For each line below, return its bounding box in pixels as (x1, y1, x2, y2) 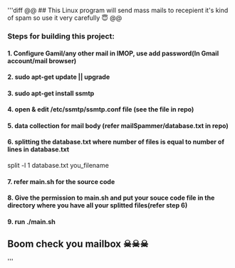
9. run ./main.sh (7, 217, 56, 226)
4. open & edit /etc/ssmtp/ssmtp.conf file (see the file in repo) (7, 105, 194, 114)
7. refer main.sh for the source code (7, 177, 115, 186)
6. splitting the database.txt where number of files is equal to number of (7, 138, 225, 146)
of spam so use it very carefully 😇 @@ (7, 14, 122, 22)
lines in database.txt (7, 145, 70, 154)
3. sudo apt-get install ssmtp (7, 89, 95, 97)
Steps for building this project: (7, 31, 115, 41)
